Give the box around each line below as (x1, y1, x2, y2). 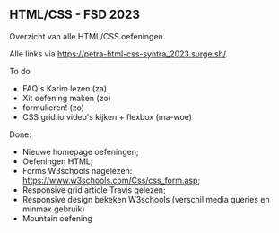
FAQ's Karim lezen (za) (22, 82, 108, 93)
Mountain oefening (22, 212, 92, 223)
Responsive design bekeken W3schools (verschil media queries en (22, 194, 271, 204)
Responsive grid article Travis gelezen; (22, 184, 166, 195)
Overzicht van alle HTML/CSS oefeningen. (9, 30, 166, 41)
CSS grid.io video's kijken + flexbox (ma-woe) (22, 111, 193, 122)
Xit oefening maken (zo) (22, 92, 112, 103)
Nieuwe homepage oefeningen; (22, 146, 139, 157)
